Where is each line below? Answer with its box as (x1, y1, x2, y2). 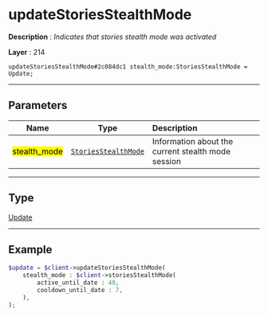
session (152, 155, 182, 166)
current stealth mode (152, 146, 231, 157)
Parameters (8, 99, 68, 112)
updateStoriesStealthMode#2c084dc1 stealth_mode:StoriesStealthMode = (8, 62, 248, 71)
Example (8, 243, 53, 256)
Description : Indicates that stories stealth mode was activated (8, 32, 217, 41)
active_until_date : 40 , (37, 279, 120, 287)
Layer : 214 (8, 47, 45, 57)
